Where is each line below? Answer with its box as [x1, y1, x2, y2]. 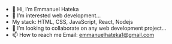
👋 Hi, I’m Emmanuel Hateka [11, 6, 79, 12]
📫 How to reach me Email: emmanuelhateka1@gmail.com [11, 32, 155, 38]
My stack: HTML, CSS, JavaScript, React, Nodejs [11, 18, 134, 25]
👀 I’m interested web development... [11, 12, 101, 19]
